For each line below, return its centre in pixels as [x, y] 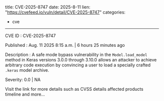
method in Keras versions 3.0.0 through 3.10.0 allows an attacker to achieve [81, 60]
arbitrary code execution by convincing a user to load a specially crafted [78, 65]
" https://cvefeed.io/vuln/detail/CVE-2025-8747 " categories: [65, 12]
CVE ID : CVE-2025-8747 [31, 36]
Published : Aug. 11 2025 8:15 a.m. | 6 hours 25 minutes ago [65, 45]
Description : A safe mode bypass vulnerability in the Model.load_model [76, 55]
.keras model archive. [27, 70]
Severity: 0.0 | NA [23, 80]
